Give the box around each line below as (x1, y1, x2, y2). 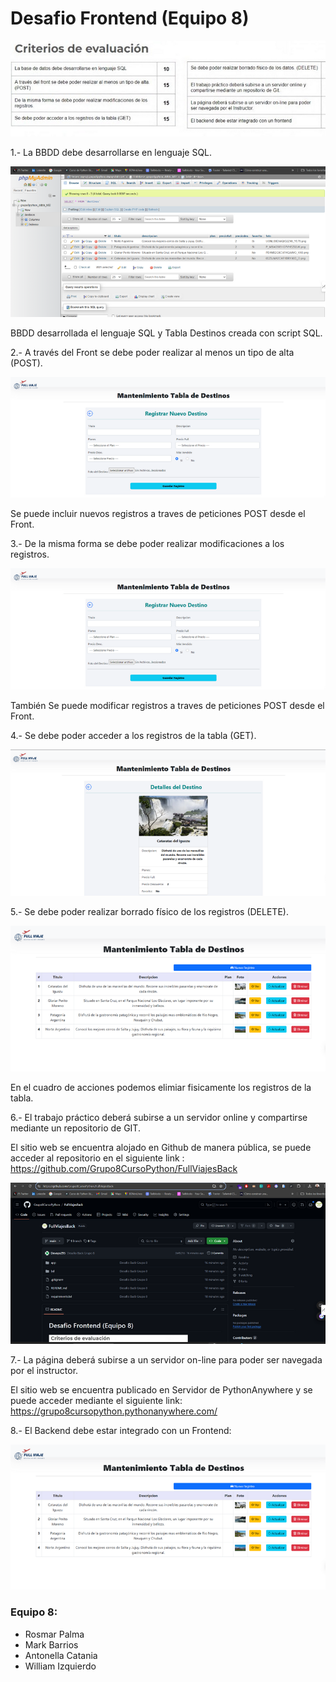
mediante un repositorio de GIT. (10, 1122, 141, 1134)
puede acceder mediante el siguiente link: (10, 1394, 183, 1406)
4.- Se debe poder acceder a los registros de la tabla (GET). (10, 729, 257, 741)
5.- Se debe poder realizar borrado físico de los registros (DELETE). (10, 906, 289, 918)
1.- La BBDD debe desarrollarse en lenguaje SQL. (10, 146, 213, 158)
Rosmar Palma (24, 1628, 85, 1640)
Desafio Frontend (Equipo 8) (10, 7, 250, 30)
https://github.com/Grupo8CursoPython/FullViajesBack (10, 1162, 238, 1174)
